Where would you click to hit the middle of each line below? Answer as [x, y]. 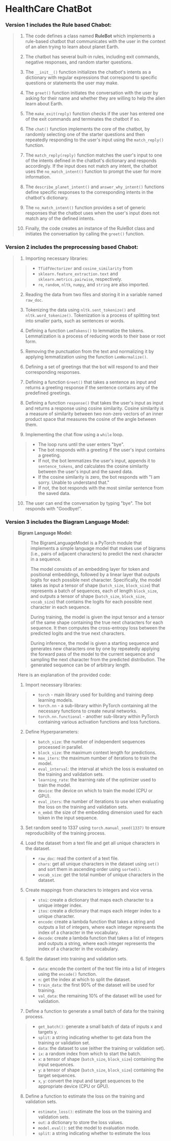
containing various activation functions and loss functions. [99, 722]
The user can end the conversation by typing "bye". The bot [88, 503]
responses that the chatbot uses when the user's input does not [92, 213]
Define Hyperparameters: [52, 732]
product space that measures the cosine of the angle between [91, 419]
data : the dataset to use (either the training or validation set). [102, 1048]
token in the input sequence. [68, 818]
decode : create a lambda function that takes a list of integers [101, 938]
